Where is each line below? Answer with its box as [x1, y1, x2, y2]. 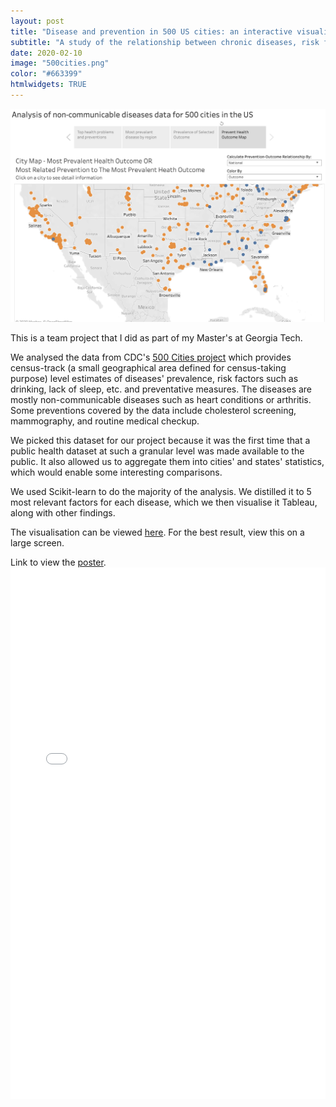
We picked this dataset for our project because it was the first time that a [10, 434, 311, 446]
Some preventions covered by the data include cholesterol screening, [10, 404, 297, 416]
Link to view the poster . [10, 556, 107, 568]
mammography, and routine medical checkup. [10, 415, 200, 427]
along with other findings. [10, 506, 116, 519]
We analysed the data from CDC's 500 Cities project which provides [10, 351, 292, 363]
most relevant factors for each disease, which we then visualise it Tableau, [10, 496, 318, 508]
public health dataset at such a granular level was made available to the [10, 445, 305, 457]
